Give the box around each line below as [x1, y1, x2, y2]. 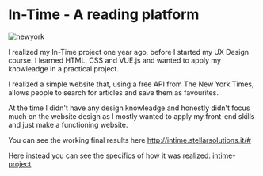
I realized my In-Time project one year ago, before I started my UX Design [8, 47, 250, 56]
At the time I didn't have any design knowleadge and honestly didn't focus [8, 103, 250, 113]
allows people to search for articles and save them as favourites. [8, 87, 219, 97]
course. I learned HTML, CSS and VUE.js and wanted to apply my [8, 55, 222, 65]
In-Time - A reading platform [8, 6, 200, 24]
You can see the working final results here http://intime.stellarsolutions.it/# [8, 135, 252, 144]
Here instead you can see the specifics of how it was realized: [8, 151, 212, 160]
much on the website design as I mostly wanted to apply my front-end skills [8, 111, 255, 121]
